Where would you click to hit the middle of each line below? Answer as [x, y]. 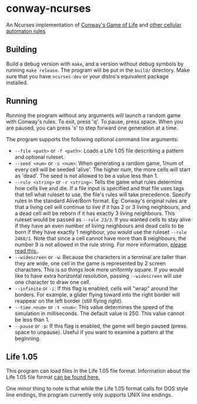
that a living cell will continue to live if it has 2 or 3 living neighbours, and [103, 207]
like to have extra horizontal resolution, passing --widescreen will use [98, 276]
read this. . [27, 251]
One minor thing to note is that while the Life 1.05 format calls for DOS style [97, 389]
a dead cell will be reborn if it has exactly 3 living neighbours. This [95, 213]
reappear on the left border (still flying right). [69, 301]
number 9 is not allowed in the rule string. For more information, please [101, 244]
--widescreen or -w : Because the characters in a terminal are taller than [100, 257]
